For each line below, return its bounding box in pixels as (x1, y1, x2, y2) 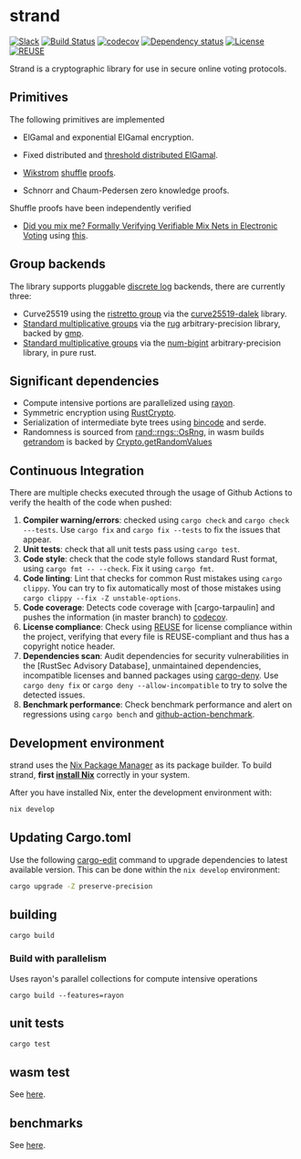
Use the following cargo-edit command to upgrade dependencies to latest (9, 854, 288, 865)
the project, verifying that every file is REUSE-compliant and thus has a (22, 632, 290, 643)
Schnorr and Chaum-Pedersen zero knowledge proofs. (22, 185, 230, 196)
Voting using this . (22, 229, 88, 240)
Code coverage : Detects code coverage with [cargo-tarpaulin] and (22, 602, 275, 613)
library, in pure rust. (22, 346, 98, 357)
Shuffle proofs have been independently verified (9, 202, 192, 213)
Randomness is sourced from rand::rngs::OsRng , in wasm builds (22, 427, 265, 438)
